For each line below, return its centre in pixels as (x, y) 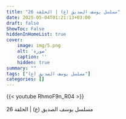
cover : (15, 40)
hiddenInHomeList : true (36, 34)
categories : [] (25, 79)
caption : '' (32, 57)
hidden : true (34, 62)
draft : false (23, 23)
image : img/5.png (39, 46)
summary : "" (21, 68)
